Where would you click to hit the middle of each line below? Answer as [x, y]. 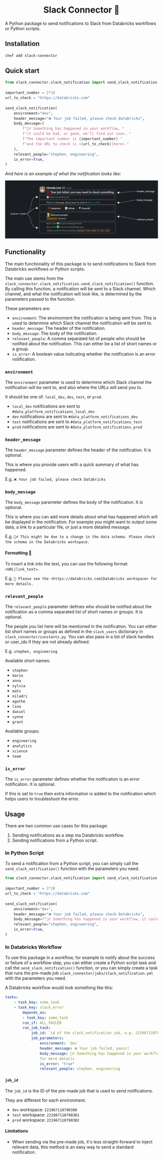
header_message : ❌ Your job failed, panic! [84, 1048]
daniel [19, 712]
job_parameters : [47, 1038]
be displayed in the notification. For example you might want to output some [81, 522]
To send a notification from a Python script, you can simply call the [72, 864]
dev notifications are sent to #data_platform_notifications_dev [75, 416]
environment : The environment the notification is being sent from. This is [84, 318]
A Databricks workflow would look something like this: [59, 988]
